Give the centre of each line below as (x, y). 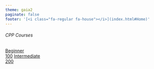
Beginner (15, 50)
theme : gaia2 (19, 10)
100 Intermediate (23, 56)
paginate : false (22, 14)
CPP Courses (19, 35)
